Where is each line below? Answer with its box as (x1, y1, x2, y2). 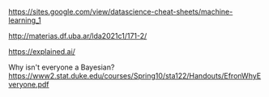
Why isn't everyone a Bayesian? (8, 62, 115, 72)
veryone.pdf (8, 80, 50, 89)
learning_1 (8, 15, 42, 25)
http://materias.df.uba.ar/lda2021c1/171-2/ (8, 32, 147, 40)
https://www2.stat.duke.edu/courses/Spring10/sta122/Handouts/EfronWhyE (8, 71, 262, 80)
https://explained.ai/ (8, 47, 75, 56)
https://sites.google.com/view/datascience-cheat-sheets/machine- (8, 7, 233, 16)
